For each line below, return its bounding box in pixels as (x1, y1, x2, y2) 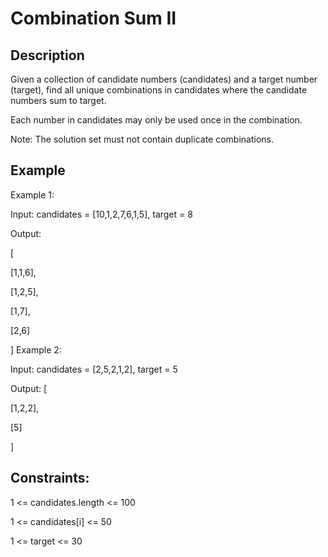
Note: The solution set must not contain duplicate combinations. (10, 133, 274, 145)
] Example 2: (10, 343, 62, 356)
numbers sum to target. (10, 95, 107, 106)
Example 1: (10, 188, 55, 201)
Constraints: (10, 470, 90, 487)
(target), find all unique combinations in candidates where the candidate (10, 84, 308, 96)
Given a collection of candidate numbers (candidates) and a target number (10, 73, 318, 85)
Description (10, 47, 85, 64)
